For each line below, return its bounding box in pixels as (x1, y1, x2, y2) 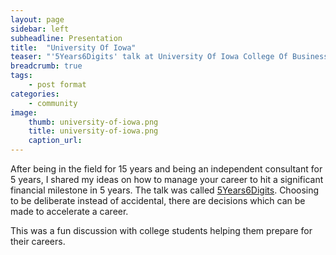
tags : (10, 71, 33, 81)
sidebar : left (10, 24, 70, 34)
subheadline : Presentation (10, 33, 123, 43)
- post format (28, 80, 87, 90)
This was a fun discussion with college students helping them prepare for (10, 225, 313, 236)
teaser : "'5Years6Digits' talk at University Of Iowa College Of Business (10, 52, 329, 62)
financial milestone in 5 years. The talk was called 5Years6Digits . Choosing (10, 184, 320, 196)
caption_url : (28, 136, 83, 146)
